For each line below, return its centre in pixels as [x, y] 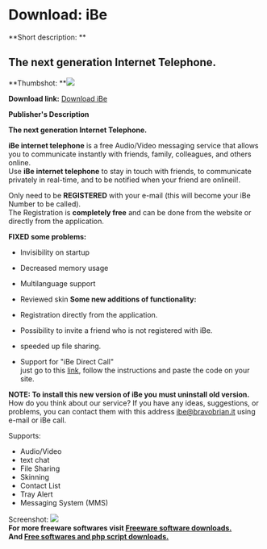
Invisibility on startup [55, 252]
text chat [35, 460]
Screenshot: [29, 519]
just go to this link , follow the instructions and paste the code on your [135, 370]
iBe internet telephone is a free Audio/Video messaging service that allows [133, 145]
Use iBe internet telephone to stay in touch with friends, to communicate [130, 171]
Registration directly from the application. [89, 314]
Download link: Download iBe [58, 98]
